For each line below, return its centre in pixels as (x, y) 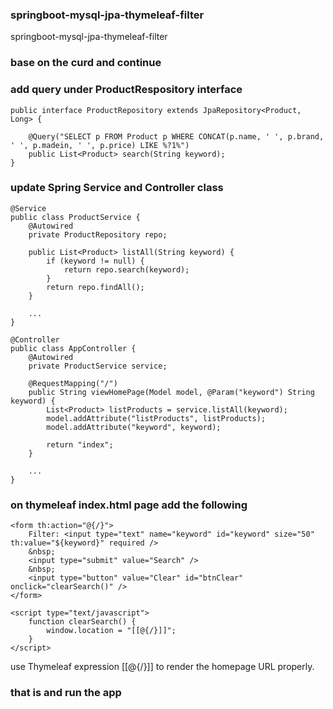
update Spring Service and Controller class (117, 188)
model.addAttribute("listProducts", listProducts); (156, 418)
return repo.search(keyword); (126, 269)
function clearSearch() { (82, 622)
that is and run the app (66, 693)
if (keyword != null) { (95, 261)
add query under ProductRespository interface (126, 90)
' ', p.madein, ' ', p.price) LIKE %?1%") (100, 145)
